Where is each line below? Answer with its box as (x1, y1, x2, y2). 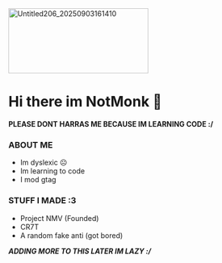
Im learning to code (19, 166, 86, 176)
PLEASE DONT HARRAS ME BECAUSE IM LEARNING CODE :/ (8, 119, 214, 128)
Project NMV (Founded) (19, 213, 99, 223)
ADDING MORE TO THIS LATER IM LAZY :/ (8, 246, 152, 256)
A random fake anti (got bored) (19, 230, 124, 240)
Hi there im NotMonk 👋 (8, 93, 163, 111)
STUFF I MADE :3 (8, 195, 77, 207)
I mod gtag (19, 175, 57, 185)
